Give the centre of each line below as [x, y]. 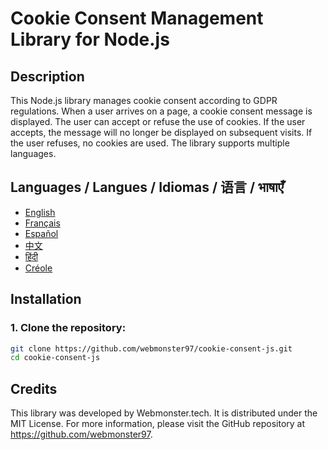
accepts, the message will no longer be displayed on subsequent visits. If [161, 132]
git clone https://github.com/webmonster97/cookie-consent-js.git [151, 348]
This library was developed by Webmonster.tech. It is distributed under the [164, 413]
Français [42, 223]
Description [47, 76]
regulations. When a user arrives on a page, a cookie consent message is [161, 111]
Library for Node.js [90, 39]
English [40, 212]
